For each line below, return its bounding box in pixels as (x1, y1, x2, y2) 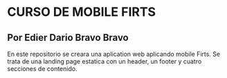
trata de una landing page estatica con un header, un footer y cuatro (7, 57, 202, 66)
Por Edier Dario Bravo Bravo (7, 32, 129, 43)
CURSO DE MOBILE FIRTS (7, 4, 156, 20)
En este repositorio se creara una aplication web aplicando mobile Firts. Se (7, 50, 220, 58)
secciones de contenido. (7, 65, 78, 72)
